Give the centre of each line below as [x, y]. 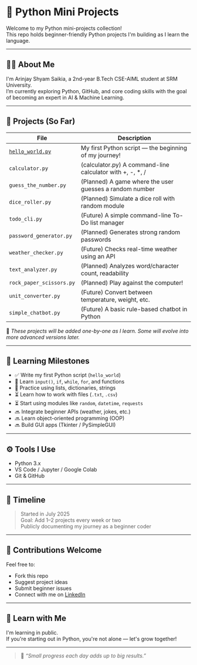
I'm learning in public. [32, 632]
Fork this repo [31, 576]
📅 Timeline [26, 500]
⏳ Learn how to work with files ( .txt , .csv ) [66, 395]
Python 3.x [28, 463]
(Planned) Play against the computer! [132, 283]
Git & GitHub [30, 476]
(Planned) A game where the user [128, 181]
